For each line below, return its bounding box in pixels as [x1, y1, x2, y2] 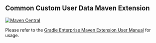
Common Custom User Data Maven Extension [5, 4, 150, 12]
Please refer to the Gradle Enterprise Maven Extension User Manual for [5, 27, 151, 33]
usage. [5, 32, 19, 38]
